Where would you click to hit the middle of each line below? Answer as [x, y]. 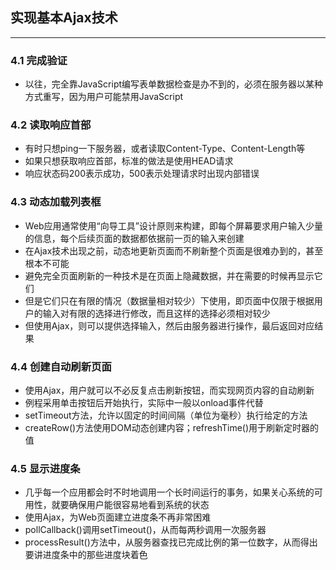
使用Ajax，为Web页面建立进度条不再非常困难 [118, 517]
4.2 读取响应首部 [51, 125]
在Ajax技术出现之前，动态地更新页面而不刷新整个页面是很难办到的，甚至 [174, 250]
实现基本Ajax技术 [64, 18]
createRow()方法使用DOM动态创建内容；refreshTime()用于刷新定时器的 [172, 427]
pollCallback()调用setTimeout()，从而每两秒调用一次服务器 [145, 530]
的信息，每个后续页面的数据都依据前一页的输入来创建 [134, 238]
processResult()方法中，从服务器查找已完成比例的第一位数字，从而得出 [171, 542]
